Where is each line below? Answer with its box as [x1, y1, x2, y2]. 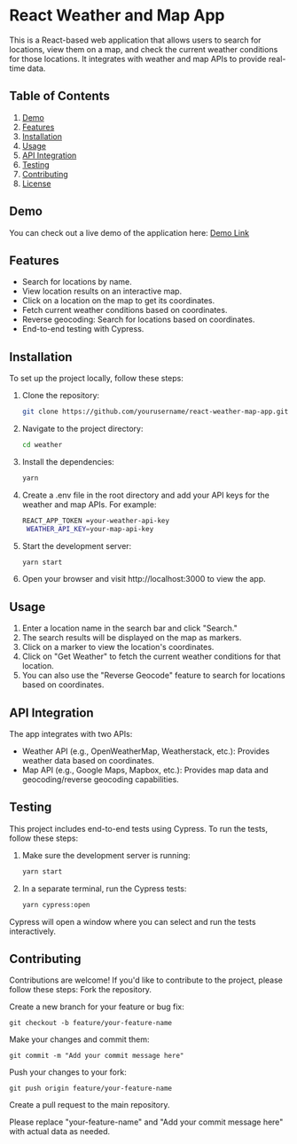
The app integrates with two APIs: [9, 729, 133, 740]
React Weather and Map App [9, 5, 225, 26]
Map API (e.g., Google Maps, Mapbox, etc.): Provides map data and [21, 764, 269, 776]
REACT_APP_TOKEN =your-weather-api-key [21, 516, 170, 525]
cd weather [21, 441, 63, 450]
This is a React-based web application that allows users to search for [9, 35, 262, 45]
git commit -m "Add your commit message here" [9, 1052, 184, 1061]
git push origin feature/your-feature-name [9, 1084, 173, 1093]
